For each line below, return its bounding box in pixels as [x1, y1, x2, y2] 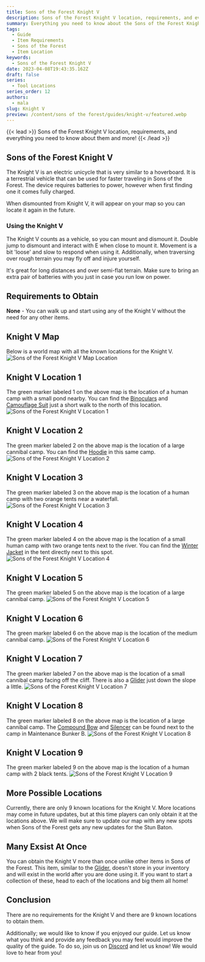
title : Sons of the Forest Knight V [6, 9, 99, 15]
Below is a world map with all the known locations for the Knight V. [6, 348, 174, 355]
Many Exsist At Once [6, 842, 87, 852]
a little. [6, 683, 23, 690]
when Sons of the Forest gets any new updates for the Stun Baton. [6, 824, 174, 831]
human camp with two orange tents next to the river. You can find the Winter [6, 542, 198, 549]
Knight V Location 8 [6, 701, 84, 711]
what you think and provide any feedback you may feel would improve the [6, 936, 192, 943]
